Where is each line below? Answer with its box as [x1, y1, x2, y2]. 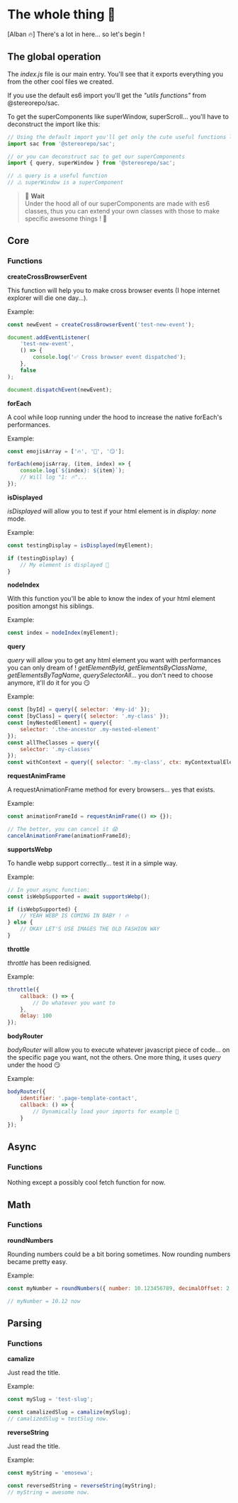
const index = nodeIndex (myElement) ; [7, 629, 119, 637]
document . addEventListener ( [7, 333, 91, 341]
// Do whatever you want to [33, 999, 115, 1006]
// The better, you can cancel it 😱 [7, 826, 118, 833]
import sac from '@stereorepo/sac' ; [7, 140, 115, 148]
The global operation [7, 51, 101, 63]
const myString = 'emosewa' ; [7, 1469, 93, 1476]
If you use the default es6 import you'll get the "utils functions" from [7, 91, 207, 99]
